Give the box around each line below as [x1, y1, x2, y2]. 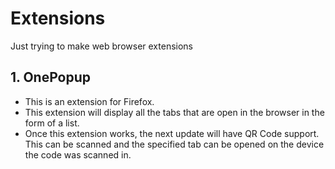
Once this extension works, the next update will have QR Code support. [24, 127, 320, 139]
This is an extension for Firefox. [24, 95, 155, 107]
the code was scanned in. [24, 148, 132, 161]
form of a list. [24, 117, 80, 129]
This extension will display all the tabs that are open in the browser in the [24, 106, 325, 118]
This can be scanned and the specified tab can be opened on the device [24, 138, 325, 150]
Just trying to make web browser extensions [10, 40, 193, 52]
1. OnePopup [10, 69, 92, 86]
